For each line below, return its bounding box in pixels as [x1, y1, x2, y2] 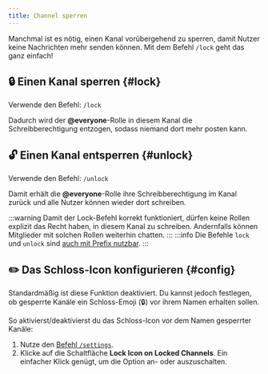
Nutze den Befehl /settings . [19, 340, 114, 349]
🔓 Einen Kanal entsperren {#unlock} [8, 148, 194, 162]
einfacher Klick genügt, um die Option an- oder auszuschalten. [19, 357, 228, 367]
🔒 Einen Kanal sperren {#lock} [8, 75, 162, 89]
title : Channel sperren [8, 11, 88, 20]
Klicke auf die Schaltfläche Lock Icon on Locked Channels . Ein [19, 348, 228, 358]
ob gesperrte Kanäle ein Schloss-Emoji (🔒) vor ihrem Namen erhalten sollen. [8, 297, 260, 307]
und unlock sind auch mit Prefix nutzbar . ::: [8, 239, 150, 248]
